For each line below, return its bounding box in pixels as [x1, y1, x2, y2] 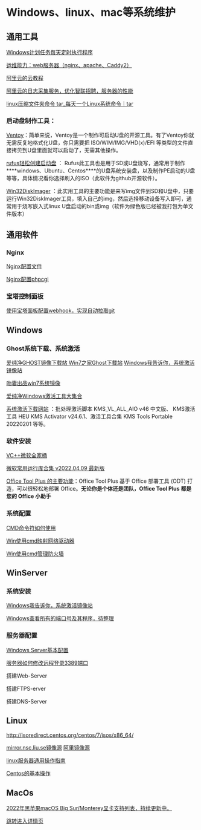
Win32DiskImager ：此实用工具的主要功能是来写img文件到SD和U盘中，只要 [6, 188, 194, 195]
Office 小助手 [18, 492, 51, 500]
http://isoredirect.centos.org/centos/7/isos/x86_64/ [6, 731, 134, 739]
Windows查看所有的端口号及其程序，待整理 [6, 615, 115, 622]
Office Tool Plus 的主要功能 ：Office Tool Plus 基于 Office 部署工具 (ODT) [6, 477, 186, 485]
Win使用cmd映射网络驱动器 [6, 537, 75, 544]
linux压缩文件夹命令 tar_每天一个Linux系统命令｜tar [6, 100, 134, 107]
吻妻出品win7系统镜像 [6, 379, 61, 387]
